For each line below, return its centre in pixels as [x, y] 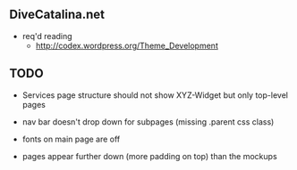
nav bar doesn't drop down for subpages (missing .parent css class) [148, 121]
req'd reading [47, 36]
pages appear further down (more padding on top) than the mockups [149, 156]
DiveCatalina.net [57, 15]
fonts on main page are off [71, 139]
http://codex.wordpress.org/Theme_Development [127, 45]
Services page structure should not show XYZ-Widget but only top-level [155, 95]
